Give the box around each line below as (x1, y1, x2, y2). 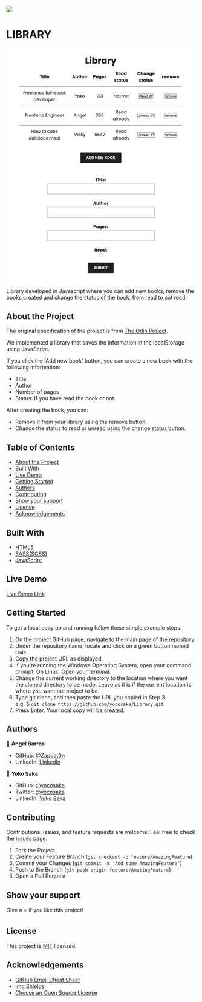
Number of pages (15, 388, 59, 395)
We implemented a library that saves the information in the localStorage (6, 339, 185, 346)
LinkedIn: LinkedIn (15, 758, 61, 765)
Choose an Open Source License (15, 989, 98, 996)
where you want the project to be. (15, 687, 100, 694)
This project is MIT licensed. (6, 942, 77, 949)
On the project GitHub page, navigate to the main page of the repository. (15, 636, 196, 643)
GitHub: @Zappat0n (15, 752, 65, 759)
